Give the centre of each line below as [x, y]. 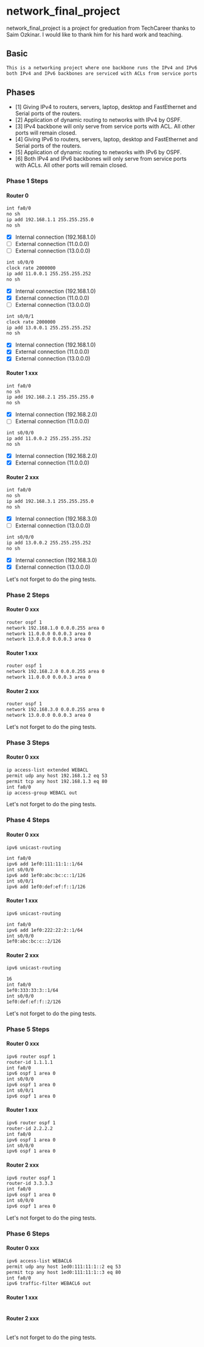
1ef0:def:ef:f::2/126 [34, 1002]
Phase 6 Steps [28, 1233]
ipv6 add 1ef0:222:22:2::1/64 [45, 930]
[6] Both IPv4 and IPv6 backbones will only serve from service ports [101, 159]
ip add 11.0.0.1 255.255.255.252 [49, 273]
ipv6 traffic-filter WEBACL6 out [49, 1284]
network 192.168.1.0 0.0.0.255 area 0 [55, 628]
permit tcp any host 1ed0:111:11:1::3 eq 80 [64, 1272]
